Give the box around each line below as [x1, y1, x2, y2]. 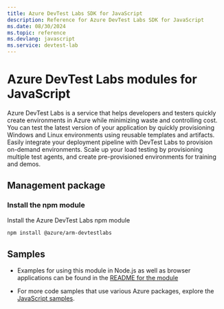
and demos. [7, 159, 41, 168]
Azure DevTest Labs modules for [7, 71, 197, 87]
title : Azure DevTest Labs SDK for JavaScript [7, 10, 143, 17]
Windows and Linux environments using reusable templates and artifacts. [7, 130, 215, 139]
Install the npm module [7, 201, 86, 210]
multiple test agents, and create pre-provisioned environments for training [7, 152, 216, 161]
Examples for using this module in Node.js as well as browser [16, 266, 191, 275]
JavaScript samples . [16, 295, 76, 303]
